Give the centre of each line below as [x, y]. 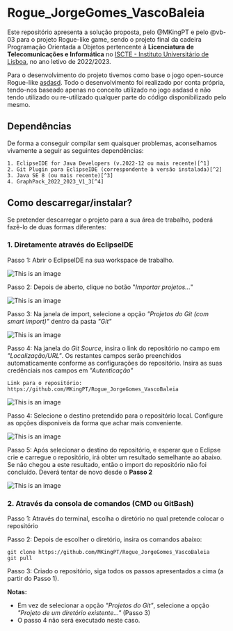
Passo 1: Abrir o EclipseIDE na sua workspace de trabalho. [91, 260]
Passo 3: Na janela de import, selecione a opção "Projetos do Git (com [108, 313]
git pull [20, 558]
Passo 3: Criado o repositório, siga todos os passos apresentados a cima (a [115, 571]
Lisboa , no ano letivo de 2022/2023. [59, 61]
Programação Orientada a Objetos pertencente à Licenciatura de [101, 47]
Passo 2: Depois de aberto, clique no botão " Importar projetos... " [100, 287]
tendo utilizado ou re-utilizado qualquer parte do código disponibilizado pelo [117, 97]
